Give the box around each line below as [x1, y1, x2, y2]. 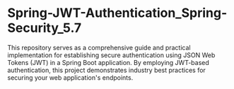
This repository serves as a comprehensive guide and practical [7, 43, 191, 52]
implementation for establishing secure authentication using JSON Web [7, 51, 216, 59]
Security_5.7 [7, 20, 82, 36]
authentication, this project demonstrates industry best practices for [7, 66, 206, 74]
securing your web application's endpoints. [7, 73, 134, 82]
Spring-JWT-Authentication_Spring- [7, 5, 228, 21]
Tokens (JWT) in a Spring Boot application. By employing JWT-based [7, 58, 210, 66]
